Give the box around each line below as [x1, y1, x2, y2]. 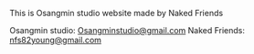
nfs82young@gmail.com [9, 35, 102, 45]
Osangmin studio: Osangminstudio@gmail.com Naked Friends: [9, 25, 245, 35]
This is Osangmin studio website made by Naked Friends [9, 8, 224, 18]
